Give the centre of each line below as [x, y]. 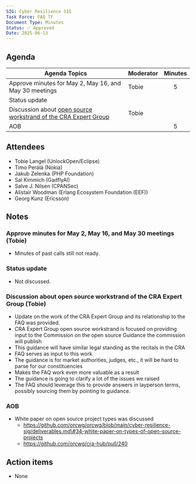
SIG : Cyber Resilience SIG [39, 11]
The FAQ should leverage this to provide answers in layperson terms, [97, 385]
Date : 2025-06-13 [27, 33]
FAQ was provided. [37, 323]
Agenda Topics [66, 73]
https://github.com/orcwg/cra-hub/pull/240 [76, 444]
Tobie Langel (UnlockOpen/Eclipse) [57, 161]
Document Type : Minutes [35, 22]
